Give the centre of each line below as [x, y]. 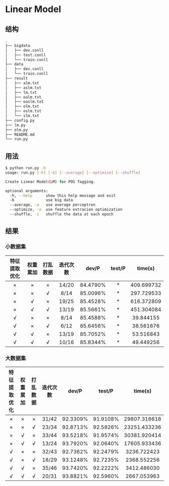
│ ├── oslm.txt [23, 111]
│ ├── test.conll [26, 55]
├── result [17, 78]
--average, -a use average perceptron [53, 205]
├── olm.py [17, 130]
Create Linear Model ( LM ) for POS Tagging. [50, 182]
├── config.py [20, 120]
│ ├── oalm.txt [23, 97]
